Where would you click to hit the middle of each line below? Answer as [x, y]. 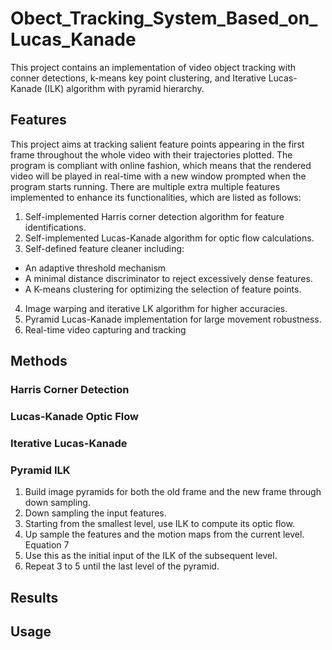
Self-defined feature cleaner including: [104, 248]
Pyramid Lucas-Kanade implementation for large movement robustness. [173, 319]
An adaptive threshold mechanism [95, 268]
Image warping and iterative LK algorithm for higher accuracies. [156, 308]
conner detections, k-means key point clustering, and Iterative [138, 78]
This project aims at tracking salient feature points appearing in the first [157, 144]
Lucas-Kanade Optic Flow [75, 416]
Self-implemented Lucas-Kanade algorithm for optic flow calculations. [169, 238]
